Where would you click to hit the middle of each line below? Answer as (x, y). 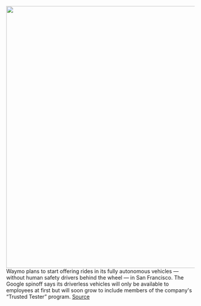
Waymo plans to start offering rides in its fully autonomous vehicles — (92, 271)
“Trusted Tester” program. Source (48, 297)
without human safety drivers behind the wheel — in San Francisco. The (95, 278)
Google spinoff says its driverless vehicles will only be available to (88, 284)
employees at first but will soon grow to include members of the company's (99, 290)
